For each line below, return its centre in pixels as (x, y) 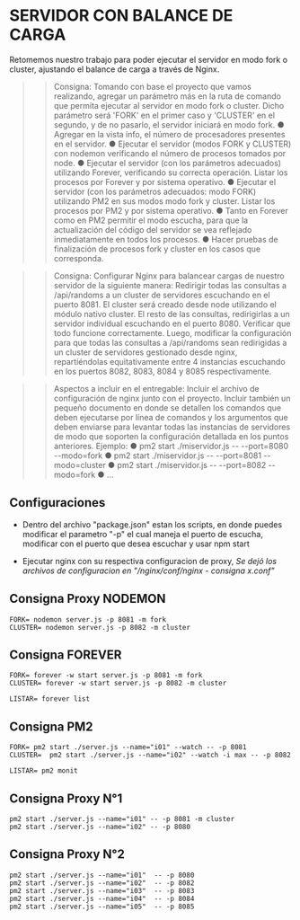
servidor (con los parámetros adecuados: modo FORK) (155, 191)
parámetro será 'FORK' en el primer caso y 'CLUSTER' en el (164, 115)
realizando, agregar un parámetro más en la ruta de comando (167, 96)
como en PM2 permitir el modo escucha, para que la (151, 220)
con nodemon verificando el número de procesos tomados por (170, 153)
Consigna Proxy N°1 (66, 798)
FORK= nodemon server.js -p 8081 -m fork (88, 619)
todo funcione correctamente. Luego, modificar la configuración (172, 332)
